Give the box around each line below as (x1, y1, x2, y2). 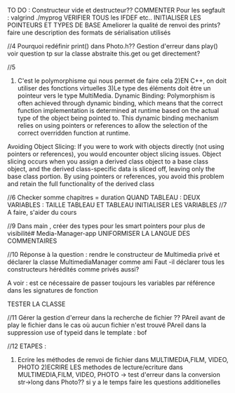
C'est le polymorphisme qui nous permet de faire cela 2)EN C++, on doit (17, 76, 227, 85)
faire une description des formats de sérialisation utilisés (7, 28, 171, 36)
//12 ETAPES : (7, 342, 47, 350)
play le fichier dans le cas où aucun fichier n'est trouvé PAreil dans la (7, 321, 207, 329)
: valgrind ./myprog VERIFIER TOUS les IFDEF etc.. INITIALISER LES (7, 13, 201, 22)
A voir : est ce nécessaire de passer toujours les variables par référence (7, 279, 215, 287)
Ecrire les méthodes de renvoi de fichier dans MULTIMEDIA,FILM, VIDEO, (17, 356, 229, 364)
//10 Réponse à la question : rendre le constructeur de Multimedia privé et (7, 251, 220, 258)
